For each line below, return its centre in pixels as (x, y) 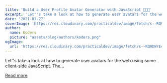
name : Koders (23, 33)
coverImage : (17, 23)
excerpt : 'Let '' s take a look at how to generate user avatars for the (81, 14)
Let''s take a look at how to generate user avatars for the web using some (81, 60)
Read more (16, 75)
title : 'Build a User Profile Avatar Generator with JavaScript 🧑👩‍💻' (79, 10)
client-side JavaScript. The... (35, 66)
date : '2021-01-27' (25, 19)
